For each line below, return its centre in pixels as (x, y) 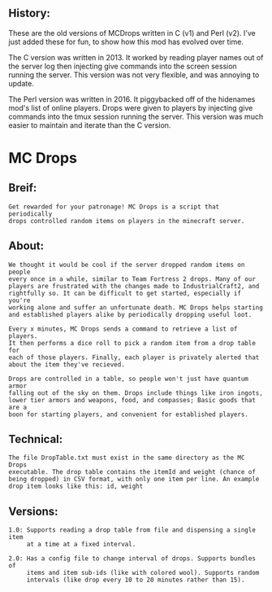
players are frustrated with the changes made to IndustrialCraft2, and (134, 286)
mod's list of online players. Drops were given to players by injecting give (131, 107)
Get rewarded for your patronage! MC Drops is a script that (114, 207)
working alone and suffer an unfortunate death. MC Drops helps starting (136, 307)
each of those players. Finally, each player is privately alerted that (134, 357)
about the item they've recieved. (67, 364)
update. (21, 83)
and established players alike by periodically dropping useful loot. (130, 314)
